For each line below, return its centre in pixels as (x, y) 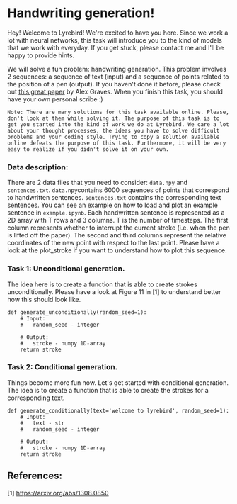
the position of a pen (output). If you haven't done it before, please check (114, 84)
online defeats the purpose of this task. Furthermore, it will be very (117, 143)
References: (35, 476)
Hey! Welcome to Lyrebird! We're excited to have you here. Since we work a (118, 33)
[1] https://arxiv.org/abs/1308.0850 (58, 493)
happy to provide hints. (41, 55)
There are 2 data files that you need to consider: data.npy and (98, 183)
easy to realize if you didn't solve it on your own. (88, 149)
